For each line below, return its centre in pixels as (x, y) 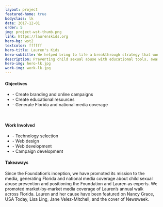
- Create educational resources (43, 99)
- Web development (32, 146)
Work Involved (20, 125)
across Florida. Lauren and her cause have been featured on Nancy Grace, (80, 194)
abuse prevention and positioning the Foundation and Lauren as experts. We (81, 183)
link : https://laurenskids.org (37, 37)
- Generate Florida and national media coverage (60, 105)
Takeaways (17, 162)
